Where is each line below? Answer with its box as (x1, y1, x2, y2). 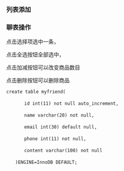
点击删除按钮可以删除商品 (6, 77, 70, 84)
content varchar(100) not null (23, 147, 103, 154)
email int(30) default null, (23, 124, 98, 130)
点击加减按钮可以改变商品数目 (6, 64, 80, 71)
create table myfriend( (6, 89, 66, 95)
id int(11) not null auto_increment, (23, 101, 119, 107)
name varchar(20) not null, (23, 112, 95, 119)
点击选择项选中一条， (6, 38, 59, 45)
